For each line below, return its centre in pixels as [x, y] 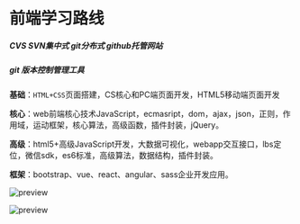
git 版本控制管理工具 [47, 70]
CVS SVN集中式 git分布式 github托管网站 [86, 45]
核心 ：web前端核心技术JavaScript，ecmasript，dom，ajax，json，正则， [146, 113]
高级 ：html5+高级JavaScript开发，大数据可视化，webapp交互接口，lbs [141, 144]
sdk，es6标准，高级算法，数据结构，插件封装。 [129, 155]
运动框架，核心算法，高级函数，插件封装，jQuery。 [128, 125]
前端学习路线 [57, 18]
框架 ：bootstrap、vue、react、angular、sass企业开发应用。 [122, 174]
